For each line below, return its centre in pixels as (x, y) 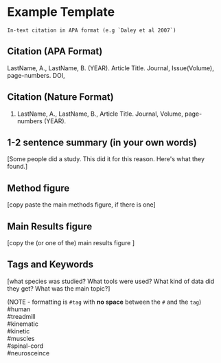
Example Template (61, 12)
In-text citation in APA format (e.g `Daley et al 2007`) (92, 30)
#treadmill (21, 316)
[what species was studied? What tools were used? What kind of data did (111, 281)
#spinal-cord (25, 346)
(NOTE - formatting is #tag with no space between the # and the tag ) (104, 302)
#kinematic (23, 324)
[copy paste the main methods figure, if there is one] (81, 205)
